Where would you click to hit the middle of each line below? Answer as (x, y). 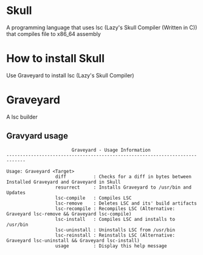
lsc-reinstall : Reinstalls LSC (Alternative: (115, 235)
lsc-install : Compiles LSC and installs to (115, 219)
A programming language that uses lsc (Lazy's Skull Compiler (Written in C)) (102, 27)
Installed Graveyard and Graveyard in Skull (64, 182)
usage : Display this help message (111, 246)
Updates (16, 192)
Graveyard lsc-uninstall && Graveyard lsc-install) (73, 240)
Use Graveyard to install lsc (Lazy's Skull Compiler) (71, 75)
